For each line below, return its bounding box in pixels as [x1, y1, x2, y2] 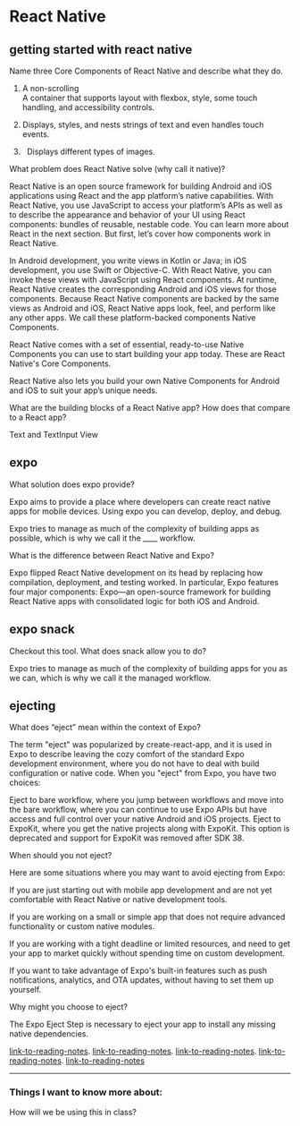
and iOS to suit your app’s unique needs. [9, 385, 158, 396]
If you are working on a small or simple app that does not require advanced [9, 911, 286, 923]
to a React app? [9, 412, 67, 422]
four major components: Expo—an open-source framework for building [9, 586, 271, 597]
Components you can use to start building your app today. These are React [9, 349, 286, 359]
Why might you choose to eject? [9, 1002, 128, 1012]
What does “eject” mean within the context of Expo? [9, 722, 201, 733]
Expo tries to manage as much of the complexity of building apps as [9, 523, 260, 533]
